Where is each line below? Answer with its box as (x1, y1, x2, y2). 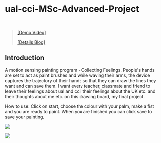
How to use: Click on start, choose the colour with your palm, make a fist (5, 103, 154, 109)
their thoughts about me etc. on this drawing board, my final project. (5, 93, 145, 99)
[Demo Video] (17, 29, 46, 35)
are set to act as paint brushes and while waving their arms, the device (5, 72, 150, 78)
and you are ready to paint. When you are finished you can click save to (5, 108, 152, 114)
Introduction (5, 54, 45, 62)
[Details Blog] (17, 39, 46, 45)
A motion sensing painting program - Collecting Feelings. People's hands (5, 67, 155, 73)
